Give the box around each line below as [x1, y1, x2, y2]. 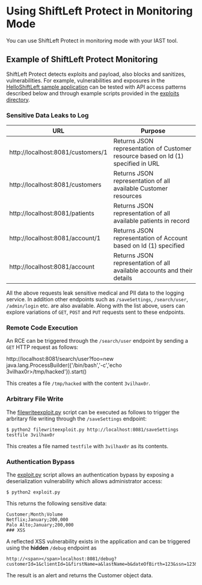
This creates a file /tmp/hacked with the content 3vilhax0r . [6, 380, 150, 387]
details [113, 274, 132, 283]
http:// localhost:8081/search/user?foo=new [6, 355, 114, 363]
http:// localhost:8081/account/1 [9, 234, 101, 242]
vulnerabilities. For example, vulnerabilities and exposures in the [6, 77, 165, 84]
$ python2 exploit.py [6, 489, 61, 495]
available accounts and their [113, 266, 193, 275]
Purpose [140, 127, 166, 135]
